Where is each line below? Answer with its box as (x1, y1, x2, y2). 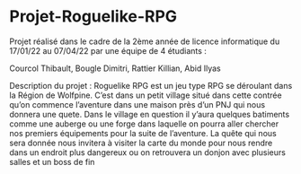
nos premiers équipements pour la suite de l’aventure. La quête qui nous (9, 127, 277, 138)
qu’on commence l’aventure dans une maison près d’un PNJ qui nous (9, 99, 266, 109)
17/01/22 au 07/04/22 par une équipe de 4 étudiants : (9, 45, 207, 56)
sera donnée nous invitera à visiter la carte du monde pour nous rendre (9, 137, 273, 148)
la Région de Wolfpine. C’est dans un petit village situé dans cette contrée (9, 90, 282, 100)
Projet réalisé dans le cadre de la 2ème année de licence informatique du (9, 36, 280, 47)
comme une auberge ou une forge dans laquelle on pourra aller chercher (9, 118, 279, 129)
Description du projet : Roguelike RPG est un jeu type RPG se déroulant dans (9, 80, 293, 91)
